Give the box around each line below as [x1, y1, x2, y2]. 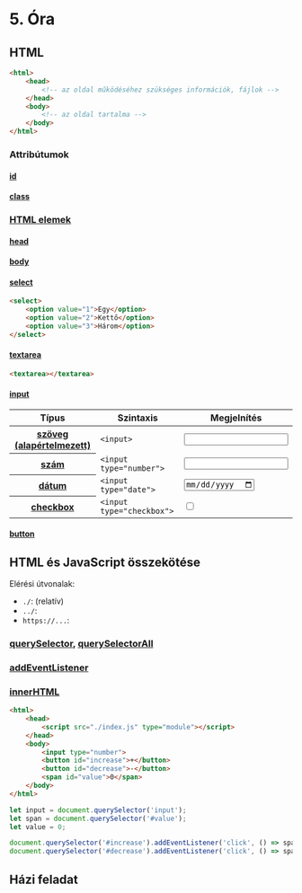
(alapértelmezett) [14, 439, 92, 452]
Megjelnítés [209, 411, 262, 424]
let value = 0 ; [9, 822, 67, 831]
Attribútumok [9, 148, 69, 161]
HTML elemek [9, 214, 72, 226]
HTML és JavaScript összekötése [9, 554, 200, 570]
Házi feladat [9, 871, 78, 887]
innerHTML [9, 685, 60, 698]
